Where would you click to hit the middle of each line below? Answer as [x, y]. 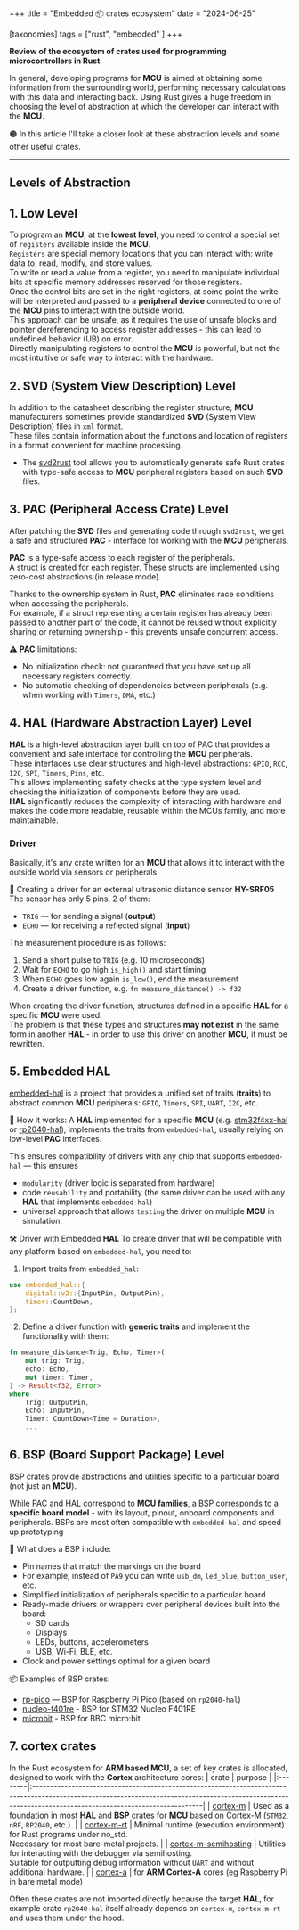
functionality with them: [65, 1336]
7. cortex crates [53, 1746]
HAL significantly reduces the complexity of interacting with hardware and [145, 801]
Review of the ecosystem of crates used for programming [118, 51]
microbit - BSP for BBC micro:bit [81, 1718]
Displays [51, 1632]
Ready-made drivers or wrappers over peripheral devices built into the [151, 1604]
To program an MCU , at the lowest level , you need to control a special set [145, 234]
